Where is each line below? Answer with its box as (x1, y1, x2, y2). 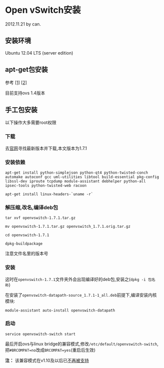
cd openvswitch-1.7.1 (5, 233, 50, 238)
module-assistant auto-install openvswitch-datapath (5, 308, 115, 313)
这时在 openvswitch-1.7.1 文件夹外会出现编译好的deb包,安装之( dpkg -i (5, 276, 146, 282)
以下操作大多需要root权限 (5, 120, 56, 125)
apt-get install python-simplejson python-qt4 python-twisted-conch (5, 170, 148, 175)
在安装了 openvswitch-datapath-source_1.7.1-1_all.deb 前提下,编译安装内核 (5, 292, 157, 298)
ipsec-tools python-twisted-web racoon (5, 183, 87, 188)
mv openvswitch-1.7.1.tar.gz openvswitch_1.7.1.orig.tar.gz (5, 224, 131, 229)
